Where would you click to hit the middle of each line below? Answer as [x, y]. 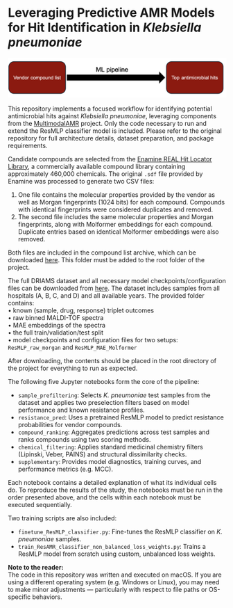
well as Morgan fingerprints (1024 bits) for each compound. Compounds [121, 202]
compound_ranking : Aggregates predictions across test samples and [114, 432]
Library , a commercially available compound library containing [97, 166]
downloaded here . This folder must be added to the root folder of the [106, 259]
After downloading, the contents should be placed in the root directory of [112, 360]
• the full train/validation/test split [55, 333]
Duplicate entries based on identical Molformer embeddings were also [118, 232]
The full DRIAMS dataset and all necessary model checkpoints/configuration [117, 280]
